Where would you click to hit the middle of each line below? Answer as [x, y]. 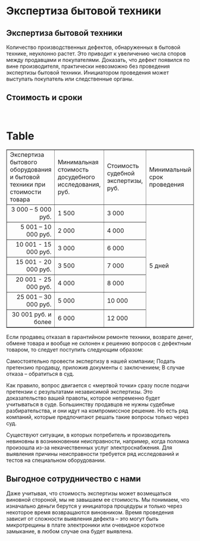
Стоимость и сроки [44, 97]
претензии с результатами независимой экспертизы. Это [79, 391]
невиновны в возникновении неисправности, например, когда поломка [98, 441]
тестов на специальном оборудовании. [56, 460]
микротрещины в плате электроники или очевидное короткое [85, 525]
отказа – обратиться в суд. [40, 374]
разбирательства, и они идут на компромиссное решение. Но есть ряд [97, 411]
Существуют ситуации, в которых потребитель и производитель [88, 435]
